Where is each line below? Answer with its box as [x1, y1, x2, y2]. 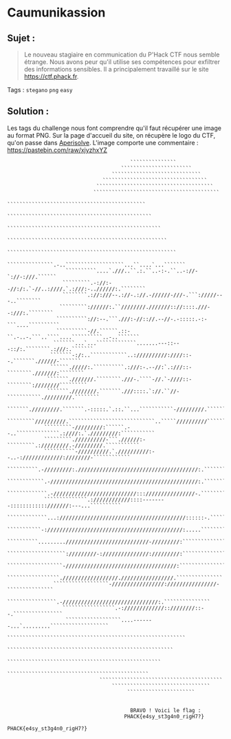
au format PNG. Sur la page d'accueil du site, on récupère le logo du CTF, [7, 131, 216, 139]
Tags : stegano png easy [7, 86, 73, 94]
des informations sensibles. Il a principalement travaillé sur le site [23, 65, 209, 73]
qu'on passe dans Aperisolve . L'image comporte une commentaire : [7, 138, 199, 147]
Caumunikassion [7, 5, 106, 21]
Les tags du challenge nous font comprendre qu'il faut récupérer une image [7, 124, 222, 132]
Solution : [7, 105, 49, 118]
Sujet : [7, 32, 36, 44]
